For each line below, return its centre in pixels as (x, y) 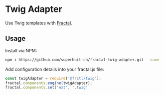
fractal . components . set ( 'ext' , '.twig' (47, 88)
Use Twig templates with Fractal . (39, 23)
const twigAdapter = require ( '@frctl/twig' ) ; (53, 78)
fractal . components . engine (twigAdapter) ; (49, 83)
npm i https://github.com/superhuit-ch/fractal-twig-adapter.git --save (82, 60)
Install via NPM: (21, 50)
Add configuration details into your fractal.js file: (55, 69)
